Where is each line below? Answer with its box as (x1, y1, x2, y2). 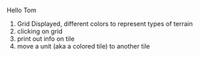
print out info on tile (16, 34, 75, 43)
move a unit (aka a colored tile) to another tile (16, 42, 150, 50)
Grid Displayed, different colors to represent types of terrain (16, 20, 193, 27)
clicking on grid (16, 27, 63, 35)
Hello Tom (6, 6, 37, 14)
